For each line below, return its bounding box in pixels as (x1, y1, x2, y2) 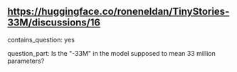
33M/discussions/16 (7, 17, 101, 29)
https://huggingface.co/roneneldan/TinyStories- (7, 6, 230, 18)
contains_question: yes (7, 35, 75, 44)
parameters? (7, 56, 45, 65)
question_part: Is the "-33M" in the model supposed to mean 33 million (7, 49, 216, 57)
